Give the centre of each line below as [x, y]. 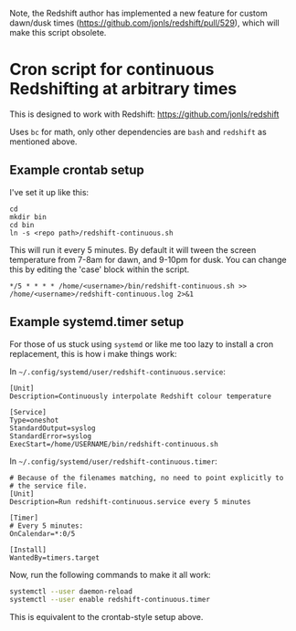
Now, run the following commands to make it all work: [111, 574]
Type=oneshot [34, 420]
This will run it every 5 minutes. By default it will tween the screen [133, 249]
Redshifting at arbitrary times [123, 89]
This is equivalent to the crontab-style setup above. [106, 617]
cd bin [22, 225]
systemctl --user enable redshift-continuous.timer [110, 600]
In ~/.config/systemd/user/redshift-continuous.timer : [113, 461]
